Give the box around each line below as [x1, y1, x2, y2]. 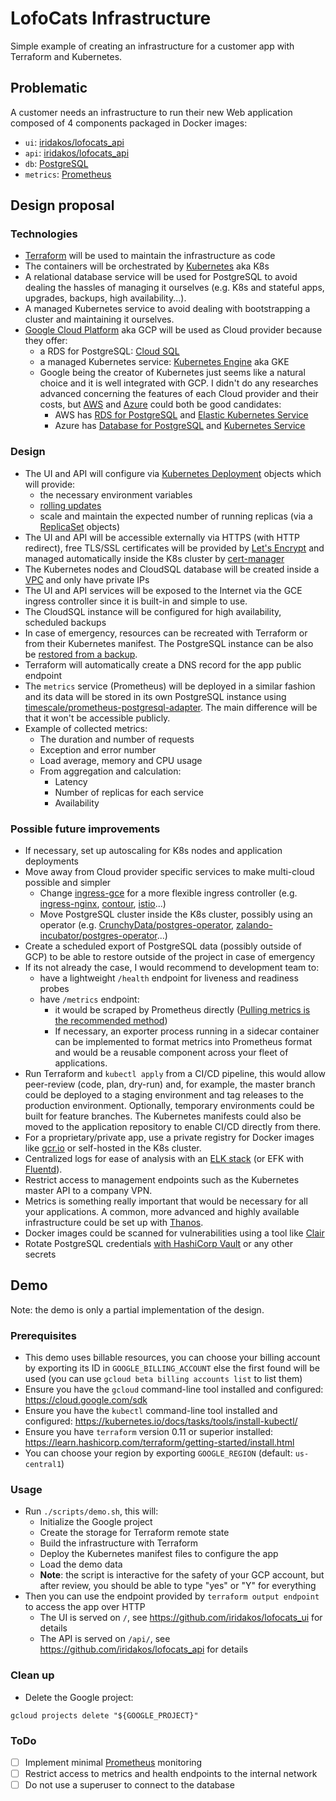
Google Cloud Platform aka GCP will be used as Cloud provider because [24, 324, 323, 336]
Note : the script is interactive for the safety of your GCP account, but [39, 1569, 325, 1581]
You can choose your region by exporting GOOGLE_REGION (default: [24, 1447, 293, 1459]
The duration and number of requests [39, 733, 195, 745]
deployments [24, 855, 80, 867]
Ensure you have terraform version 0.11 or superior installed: [24, 1426, 274, 1438]
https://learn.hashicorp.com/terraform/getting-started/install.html [24, 1437, 295, 1449]
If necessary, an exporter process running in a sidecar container [54, 1025, 320, 1037]
